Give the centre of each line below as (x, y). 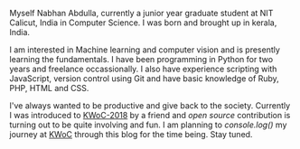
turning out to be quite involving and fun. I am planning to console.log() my (148, 125)
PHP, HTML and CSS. (49, 88)
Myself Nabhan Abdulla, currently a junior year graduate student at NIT (141, 13)
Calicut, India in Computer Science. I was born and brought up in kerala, (143, 23)
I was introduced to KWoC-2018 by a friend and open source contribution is (150, 115)
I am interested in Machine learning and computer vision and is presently (145, 50)
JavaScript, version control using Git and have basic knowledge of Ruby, (145, 79)
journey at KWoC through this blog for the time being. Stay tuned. (131, 134)
